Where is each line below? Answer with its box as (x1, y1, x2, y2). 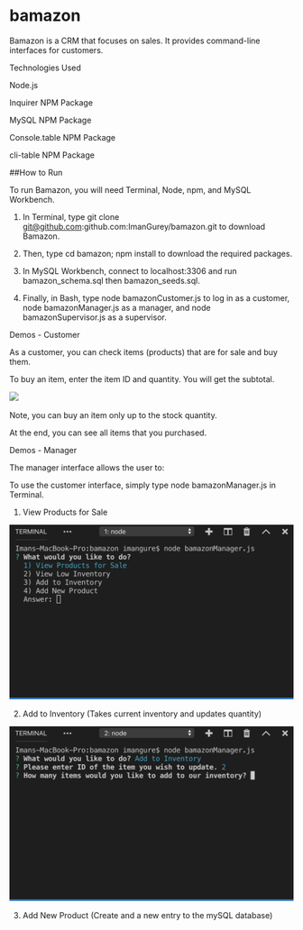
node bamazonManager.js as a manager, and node (22, 302, 211, 313)
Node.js (9, 79, 39, 90)
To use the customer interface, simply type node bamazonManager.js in (9, 479, 277, 490)
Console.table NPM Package (9, 132, 116, 142)
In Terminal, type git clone (22, 211, 120, 222)
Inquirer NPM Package (9, 96, 93, 108)
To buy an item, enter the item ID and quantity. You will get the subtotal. (9, 373, 275, 384)
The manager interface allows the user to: (9, 461, 165, 473)
